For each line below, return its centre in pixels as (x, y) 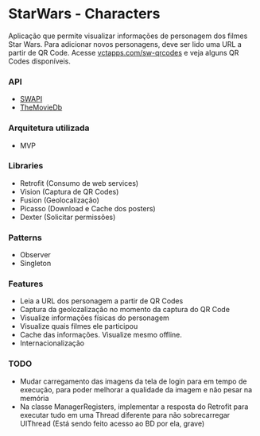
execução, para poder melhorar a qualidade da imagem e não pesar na (136, 389)
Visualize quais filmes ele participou (79, 326)
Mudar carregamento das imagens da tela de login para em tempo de (133, 381)
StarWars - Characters (84, 14)
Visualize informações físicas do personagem (94, 318)
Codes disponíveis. (40, 61)
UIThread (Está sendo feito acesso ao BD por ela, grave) (112, 423)
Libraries (26, 166)
